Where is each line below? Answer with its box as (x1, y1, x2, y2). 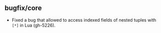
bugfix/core (4, 4, 42, 12)
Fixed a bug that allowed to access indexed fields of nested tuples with (11, 17, 157, 23)
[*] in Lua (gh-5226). (11, 22, 56, 28)
